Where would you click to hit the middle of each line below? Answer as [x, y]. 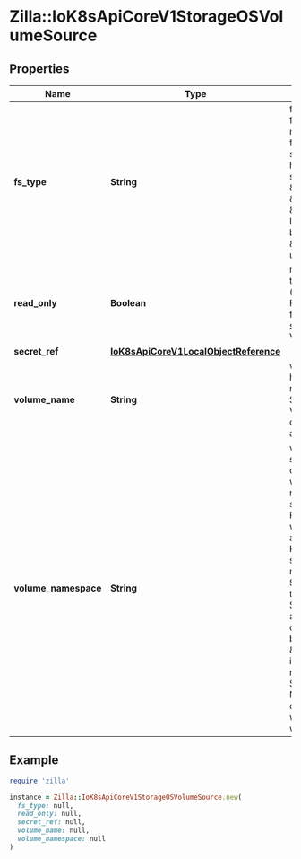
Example [34, 760]
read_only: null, [50, 814]
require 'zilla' [39, 781]
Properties [39, 69]
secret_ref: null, [52, 822]
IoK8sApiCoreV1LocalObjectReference [196, 351]
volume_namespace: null [61, 839]
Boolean [129, 303]
